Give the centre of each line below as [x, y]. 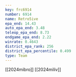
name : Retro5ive [22, 19]
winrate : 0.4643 [22, 42]
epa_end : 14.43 [21, 23]
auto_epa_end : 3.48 [25, 28]
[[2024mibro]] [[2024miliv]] [33, 70]
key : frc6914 [18, 10]
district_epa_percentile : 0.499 [38, 51]
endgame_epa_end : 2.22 [28, 38]
